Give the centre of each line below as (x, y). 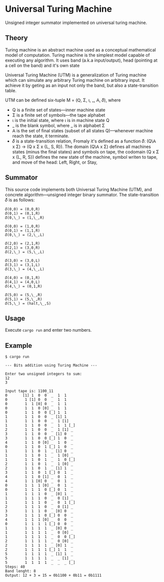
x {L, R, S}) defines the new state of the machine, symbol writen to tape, (85, 157)
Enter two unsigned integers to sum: (44, 374)
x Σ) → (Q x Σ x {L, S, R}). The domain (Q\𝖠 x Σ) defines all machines (82, 146)
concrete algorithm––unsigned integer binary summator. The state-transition (82, 194)
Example (19, 346)
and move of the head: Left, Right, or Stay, (55, 162)
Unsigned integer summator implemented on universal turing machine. (76, 23)
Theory (17, 38)
